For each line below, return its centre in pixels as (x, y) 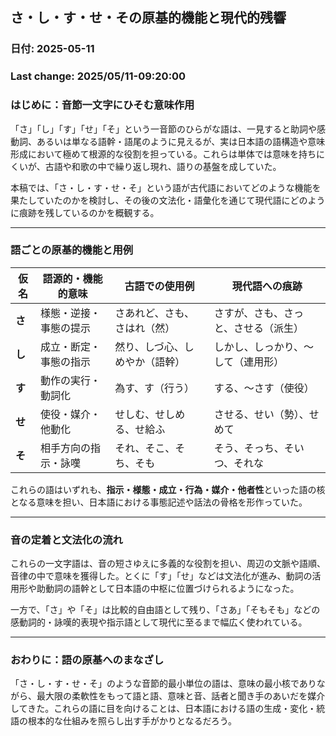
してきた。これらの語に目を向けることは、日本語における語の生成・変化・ (163, 709)
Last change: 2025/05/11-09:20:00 (98, 76)
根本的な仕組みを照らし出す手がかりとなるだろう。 (132, 721)
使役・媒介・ (70, 414)
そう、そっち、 (249, 448)
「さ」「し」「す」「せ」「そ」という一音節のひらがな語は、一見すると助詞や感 (168, 129)
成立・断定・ (70, 346)
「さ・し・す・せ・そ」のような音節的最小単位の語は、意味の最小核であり (163, 684)
